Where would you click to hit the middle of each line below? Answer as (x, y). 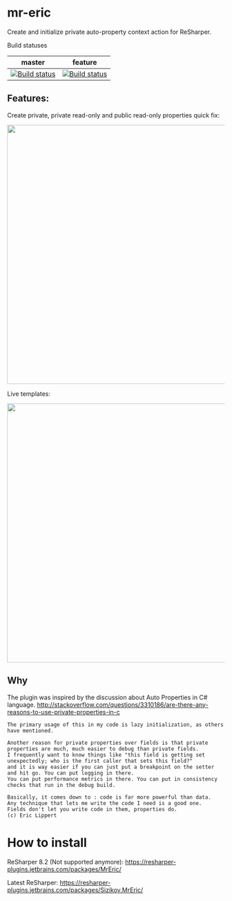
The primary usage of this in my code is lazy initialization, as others (116, 724)
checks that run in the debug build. (61, 785)
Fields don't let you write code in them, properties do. (92, 809)
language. (21, 704)
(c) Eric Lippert (32, 815)
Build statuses (27, 45)
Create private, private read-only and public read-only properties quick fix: (114, 115)
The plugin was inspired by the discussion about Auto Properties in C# (107, 697)
